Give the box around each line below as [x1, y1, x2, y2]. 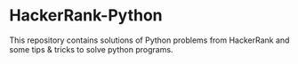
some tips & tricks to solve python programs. [9, 44, 173, 54]
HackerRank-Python [9, 5, 163, 26]
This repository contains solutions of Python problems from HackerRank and [9, 35, 290, 45]
